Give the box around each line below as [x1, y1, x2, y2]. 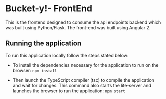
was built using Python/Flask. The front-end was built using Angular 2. [5, 24, 151, 30]
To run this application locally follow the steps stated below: [5, 52, 129, 58]
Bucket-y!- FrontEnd [5, 3, 93, 14]
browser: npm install [12, 67, 57, 73]
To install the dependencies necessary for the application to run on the [12, 62, 159, 68]
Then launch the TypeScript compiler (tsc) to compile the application [12, 77, 154, 83]
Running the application [5, 39, 82, 48]
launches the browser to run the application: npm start [12, 88, 125, 94]
